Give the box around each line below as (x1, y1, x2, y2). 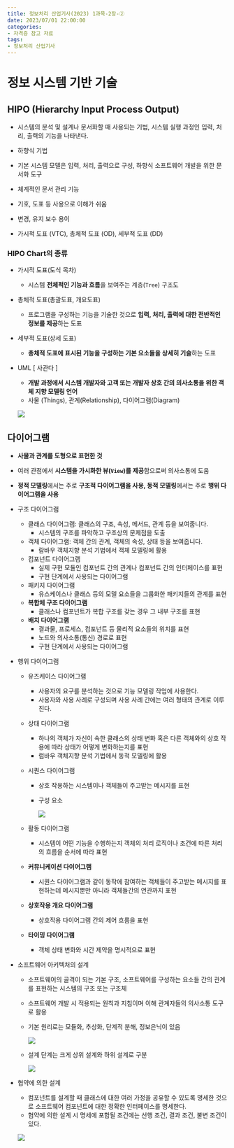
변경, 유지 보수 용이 (17, 215, 70, 222)
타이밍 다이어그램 (27, 931, 75, 940)
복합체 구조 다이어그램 (27, 599, 88, 607)
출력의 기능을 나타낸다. (27, 132, 89, 140)
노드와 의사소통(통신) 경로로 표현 (38, 634, 127, 642)
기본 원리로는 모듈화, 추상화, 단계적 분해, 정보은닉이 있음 (27, 1023, 181, 1031)
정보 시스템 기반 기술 (7, 75, 117, 91)
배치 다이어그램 (27, 616, 70, 625)
